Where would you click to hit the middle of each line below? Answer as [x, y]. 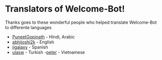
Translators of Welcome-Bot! [65, 9]
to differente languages [28, 27]
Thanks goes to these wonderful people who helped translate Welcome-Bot [81, 22]
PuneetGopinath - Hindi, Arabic [44, 37]
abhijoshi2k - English [33, 42]
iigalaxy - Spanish [30, 47]
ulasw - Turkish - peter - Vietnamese [48, 52]
